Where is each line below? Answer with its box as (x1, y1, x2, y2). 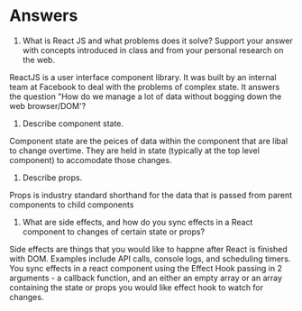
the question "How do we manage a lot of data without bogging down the (9, 91, 282, 102)
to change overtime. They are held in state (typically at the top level (9, 145, 260, 156)
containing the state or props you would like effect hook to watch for (9, 281, 264, 293)
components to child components (9, 199, 134, 210)
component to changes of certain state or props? (22, 226, 206, 237)
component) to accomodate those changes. (9, 154, 172, 165)
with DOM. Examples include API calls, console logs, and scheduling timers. (9, 253, 291, 264)
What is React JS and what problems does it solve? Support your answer (22, 35, 293, 46)
